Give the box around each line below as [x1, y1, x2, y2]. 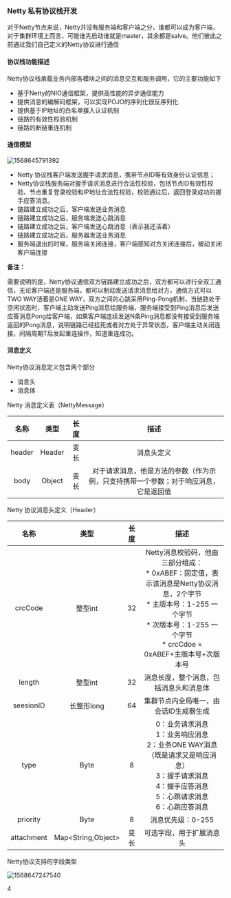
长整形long [69, 701, 104, 710]
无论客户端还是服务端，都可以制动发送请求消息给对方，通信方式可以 [19, 286, 212, 294]
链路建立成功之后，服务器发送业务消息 [16, 231, 126, 239]
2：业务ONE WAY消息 [146, 740, 218, 750]
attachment [10, 832, 48, 842]
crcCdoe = [168, 639, 203, 649]
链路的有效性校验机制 [16, 115, 78, 123]
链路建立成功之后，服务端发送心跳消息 [16, 213, 126, 222]
